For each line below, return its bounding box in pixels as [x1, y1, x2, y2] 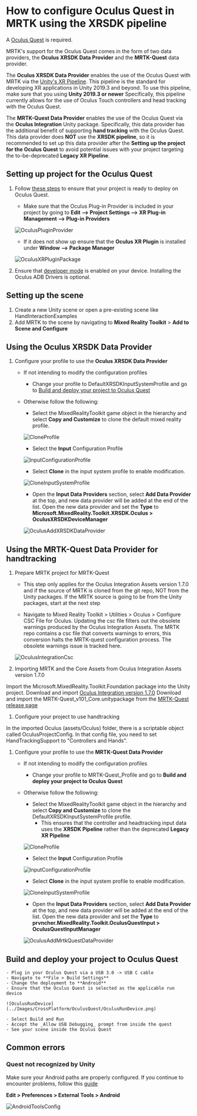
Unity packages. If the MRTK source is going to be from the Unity [23, 593, 182, 600]
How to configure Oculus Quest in [6, 4, 175, 18]
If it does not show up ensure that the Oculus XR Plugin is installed [23, 238, 186, 245]
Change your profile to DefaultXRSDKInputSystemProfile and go [32, 381, 188, 388]
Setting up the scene [6, 290, 84, 300]
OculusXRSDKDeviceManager [32, 516, 108, 523]
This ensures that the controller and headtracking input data [41, 819, 187, 827]
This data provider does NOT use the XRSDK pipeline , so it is [6, 133, 155, 140]
